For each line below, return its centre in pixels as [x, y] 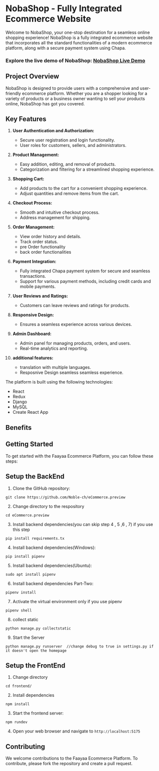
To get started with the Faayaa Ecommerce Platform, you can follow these [79, 456]
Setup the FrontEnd [35, 665]
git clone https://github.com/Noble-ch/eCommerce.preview [65, 497]
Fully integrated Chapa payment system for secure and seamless [85, 271]
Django [20, 402]
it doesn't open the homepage [36, 650]
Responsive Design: [33, 315]
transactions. [33, 276]
